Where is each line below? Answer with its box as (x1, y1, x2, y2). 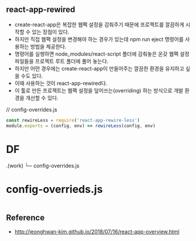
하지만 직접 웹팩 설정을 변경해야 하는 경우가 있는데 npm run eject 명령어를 (14, 35, 184, 43)
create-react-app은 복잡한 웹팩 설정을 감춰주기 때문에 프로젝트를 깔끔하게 (14, 21, 184, 28)
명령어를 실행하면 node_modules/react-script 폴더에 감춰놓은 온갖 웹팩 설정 (14, 50, 190, 57)
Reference (6, 212, 45, 222)
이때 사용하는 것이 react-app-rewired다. (14, 79, 108, 87)
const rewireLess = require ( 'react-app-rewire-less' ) (6, 117, 140, 123)
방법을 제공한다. (30, 43, 67, 50)
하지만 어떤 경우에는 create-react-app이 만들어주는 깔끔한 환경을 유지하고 (14, 65, 184, 72)
